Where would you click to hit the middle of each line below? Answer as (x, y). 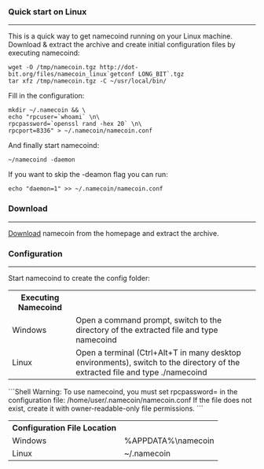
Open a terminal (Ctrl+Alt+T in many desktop (159, 353)
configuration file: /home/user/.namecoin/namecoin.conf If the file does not (130, 400)
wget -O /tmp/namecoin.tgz (52, 68)
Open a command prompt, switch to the (149, 319)
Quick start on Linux (48, 12)
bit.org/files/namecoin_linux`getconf (71, 74)
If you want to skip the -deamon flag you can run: (88, 175)
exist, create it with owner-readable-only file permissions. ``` (106, 408)
